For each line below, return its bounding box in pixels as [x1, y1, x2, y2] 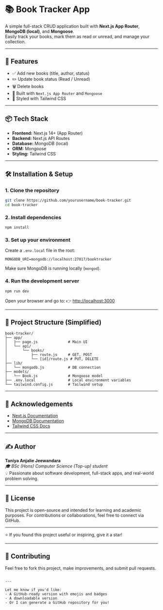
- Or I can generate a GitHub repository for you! [5, 600, 110, 605]
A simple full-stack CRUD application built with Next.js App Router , [5, 23, 140, 29]
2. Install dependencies [5, 214, 62, 221]
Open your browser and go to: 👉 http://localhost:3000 [5, 297, 115, 304]
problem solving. [5, 476, 39, 482]
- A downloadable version [5, 596, 57, 601]
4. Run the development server [5, 278, 80, 284]
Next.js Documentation [12, 413, 58, 418]
